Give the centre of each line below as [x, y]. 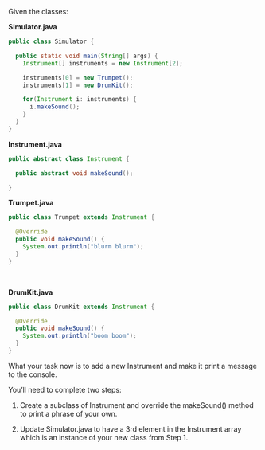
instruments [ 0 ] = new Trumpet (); [78, 78]
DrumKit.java [31, 292]
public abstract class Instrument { [69, 158]
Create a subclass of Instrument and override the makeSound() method [137, 405]
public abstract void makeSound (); [74, 173]
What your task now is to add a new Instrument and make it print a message [132, 366]
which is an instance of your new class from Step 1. [104, 437]
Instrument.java [35, 144]
